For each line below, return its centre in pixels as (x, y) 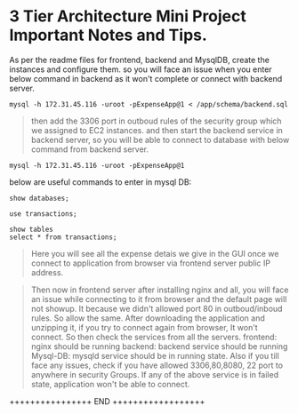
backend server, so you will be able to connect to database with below (160, 139)
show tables (31, 229)
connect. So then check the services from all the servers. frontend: (154, 337)
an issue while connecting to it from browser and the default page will (159, 299)
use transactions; (43, 214)
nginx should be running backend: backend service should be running (159, 346)
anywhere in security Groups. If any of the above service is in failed (154, 374)
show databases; (39, 198)
